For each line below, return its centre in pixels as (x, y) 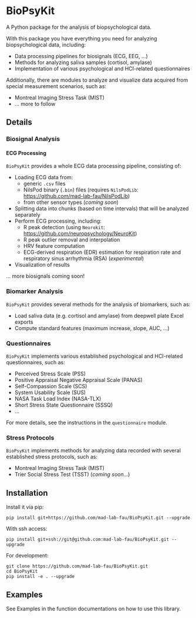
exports (24, 322)
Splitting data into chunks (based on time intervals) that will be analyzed (102, 209)
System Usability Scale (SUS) (50, 392)
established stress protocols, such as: (52, 457)
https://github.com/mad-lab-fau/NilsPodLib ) (77, 196)
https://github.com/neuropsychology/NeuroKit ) (80, 234)
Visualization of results (42, 265)
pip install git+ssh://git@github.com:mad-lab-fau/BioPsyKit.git (87, 540)
